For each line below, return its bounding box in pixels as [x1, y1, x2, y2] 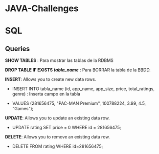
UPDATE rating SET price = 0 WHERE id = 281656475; [12, 125, 121, 131]
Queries [5, 44, 30, 53]
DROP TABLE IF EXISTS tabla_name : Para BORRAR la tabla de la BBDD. [5, 67, 151, 73]
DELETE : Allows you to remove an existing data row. [5, 134, 110, 140]
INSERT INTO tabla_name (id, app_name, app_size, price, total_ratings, [12, 86, 155, 92]
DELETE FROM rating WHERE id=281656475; [12, 143, 103, 149]
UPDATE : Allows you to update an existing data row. [5, 115, 110, 121]
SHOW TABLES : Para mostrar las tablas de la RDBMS [5, 58, 114, 63]
